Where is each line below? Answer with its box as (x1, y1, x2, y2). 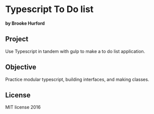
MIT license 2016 (5, 104, 41, 110)
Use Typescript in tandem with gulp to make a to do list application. (5, 48, 145, 54)
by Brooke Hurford (5, 20, 45, 26)
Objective (5, 63, 37, 72)
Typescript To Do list (5, 4, 94, 15)
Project (5, 35, 29, 43)
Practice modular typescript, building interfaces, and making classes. (5, 76, 149, 82)
